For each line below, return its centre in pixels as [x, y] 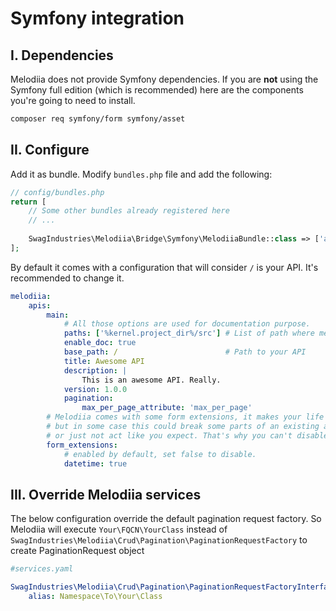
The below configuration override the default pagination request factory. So [166, 519]
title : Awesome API [104, 361]
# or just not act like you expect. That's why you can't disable [187, 435]
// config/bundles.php [57, 192]
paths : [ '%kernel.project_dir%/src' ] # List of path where [189, 333]
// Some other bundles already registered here [129, 211]
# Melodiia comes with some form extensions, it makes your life [185, 417]
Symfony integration [97, 18]
